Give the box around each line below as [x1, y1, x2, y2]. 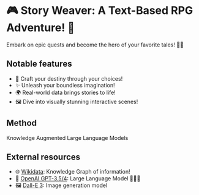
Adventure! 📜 [6, 21, 75, 35]
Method [6, 118, 37, 128]
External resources [6, 152, 81, 162]
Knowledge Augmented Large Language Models [6, 134, 129, 141]
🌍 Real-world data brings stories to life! [15, 89, 116, 96]
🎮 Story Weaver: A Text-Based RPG [6, 4, 193, 18]
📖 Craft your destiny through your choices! [15, 75, 123, 82]
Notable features [6, 59, 72, 69]
